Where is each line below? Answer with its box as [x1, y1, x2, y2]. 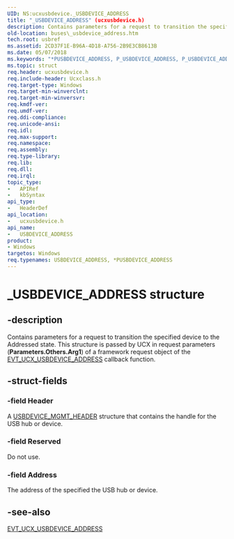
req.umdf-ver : [7, 107, 49, 114]
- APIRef [7, 185, 39, 192]
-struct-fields [7, 375, 68, 387]
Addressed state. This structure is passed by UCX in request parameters [7, 340, 216, 349]
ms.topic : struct [7, 62, 58, 69]
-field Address [7, 470, 57, 480]
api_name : [7, 224, 36, 231]
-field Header [7, 396, 54, 406]
